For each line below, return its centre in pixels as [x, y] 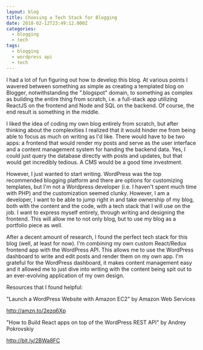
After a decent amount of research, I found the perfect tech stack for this [97, 237]
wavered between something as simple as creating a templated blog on [95, 86]
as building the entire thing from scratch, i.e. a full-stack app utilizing [92, 99]
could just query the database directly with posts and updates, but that [94, 155]
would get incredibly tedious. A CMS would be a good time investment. [95, 162]
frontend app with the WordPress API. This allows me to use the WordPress [100, 250]
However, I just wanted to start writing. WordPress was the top [84, 173]
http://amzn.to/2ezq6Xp [36, 310]
